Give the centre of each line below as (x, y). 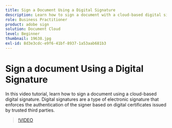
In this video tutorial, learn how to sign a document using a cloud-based (81, 94)
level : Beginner (23, 34)
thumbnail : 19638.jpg (28, 39)
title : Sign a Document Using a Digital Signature (60, 10)
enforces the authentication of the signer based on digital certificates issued (86, 104)
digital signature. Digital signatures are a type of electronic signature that (82, 99)
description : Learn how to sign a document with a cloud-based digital (83, 15)
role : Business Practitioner (36, 19)
